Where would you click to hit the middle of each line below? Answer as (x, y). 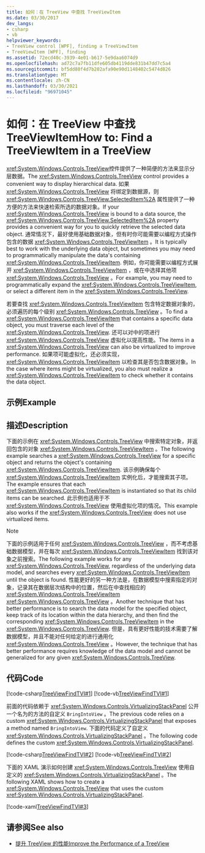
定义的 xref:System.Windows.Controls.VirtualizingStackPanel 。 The (91, 774)
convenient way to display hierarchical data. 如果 (68, 183)
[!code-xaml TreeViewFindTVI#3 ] (47, 806)
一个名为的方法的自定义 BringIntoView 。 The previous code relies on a (95, 714)
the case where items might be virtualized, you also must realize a (90, 368)
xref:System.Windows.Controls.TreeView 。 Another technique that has (95, 601)
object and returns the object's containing (59, 462)
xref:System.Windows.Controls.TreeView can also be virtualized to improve (101, 347)
